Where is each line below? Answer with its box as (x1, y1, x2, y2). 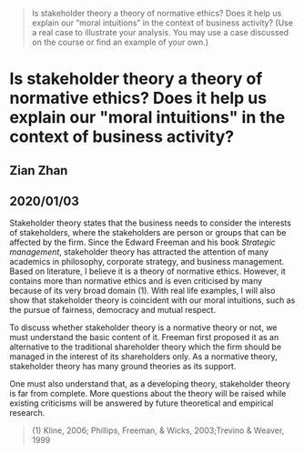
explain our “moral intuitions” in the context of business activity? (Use (31, 17, 294, 28)
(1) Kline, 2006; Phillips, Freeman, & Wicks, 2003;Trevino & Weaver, (31, 425, 285, 436)
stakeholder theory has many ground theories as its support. (9, 361, 237, 372)
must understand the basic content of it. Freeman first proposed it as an (9, 332, 279, 343)
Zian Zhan (9, 163, 68, 178)
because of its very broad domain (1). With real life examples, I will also (9, 286, 276, 297)
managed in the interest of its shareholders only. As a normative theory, (9, 351, 278, 362)
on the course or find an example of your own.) (31, 36, 209, 47)
